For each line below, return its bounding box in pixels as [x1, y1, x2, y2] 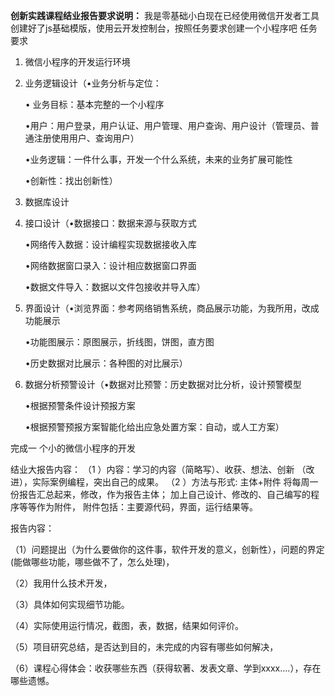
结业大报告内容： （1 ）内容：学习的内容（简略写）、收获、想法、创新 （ [10, 464, 307, 475]
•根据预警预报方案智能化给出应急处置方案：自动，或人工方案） [24, 421, 285, 433]
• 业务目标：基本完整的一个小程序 [24, 99, 165, 110]
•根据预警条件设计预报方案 [24, 400, 136, 411]
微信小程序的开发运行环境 [24, 56, 131, 68]
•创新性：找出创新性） [24, 175, 118, 186]
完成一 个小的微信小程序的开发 [10, 442, 136, 454]
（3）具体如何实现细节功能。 [10, 599, 130, 610]
